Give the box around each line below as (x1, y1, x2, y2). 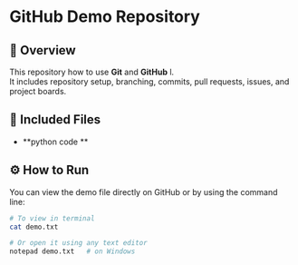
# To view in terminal (9, 213, 95, 223)
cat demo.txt (9, 222, 59, 231)
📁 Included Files (9, 112, 101, 128)
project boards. (9, 86, 67, 96)
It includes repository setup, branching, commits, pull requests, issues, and (9, 76, 290, 87)
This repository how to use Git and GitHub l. (9, 66, 175, 77)
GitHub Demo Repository (9, 6, 201, 27)
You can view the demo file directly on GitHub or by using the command (9, 186, 278, 197)
